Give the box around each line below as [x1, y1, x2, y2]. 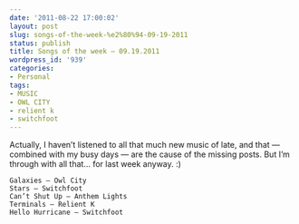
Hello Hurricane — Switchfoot [9, 208, 124, 218]
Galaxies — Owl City [9, 176, 88, 186]
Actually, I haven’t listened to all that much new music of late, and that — [9, 140, 281, 151]
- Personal [9, 73, 51, 82]
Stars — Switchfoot [9, 184, 83, 193]
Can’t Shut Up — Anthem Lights [9, 192, 128, 201]
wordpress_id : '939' [9, 55, 88, 64]
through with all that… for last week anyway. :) [9, 159, 181, 170]
